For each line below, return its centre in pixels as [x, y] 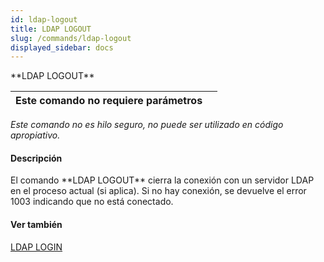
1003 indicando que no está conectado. [92, 202]
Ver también [36, 225]
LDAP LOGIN [36, 247]
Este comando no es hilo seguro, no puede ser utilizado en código [147, 125]
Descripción [36, 158]
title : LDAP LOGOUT [51, 29]
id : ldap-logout [44, 19]
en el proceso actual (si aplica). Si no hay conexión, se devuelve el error [158, 191]
